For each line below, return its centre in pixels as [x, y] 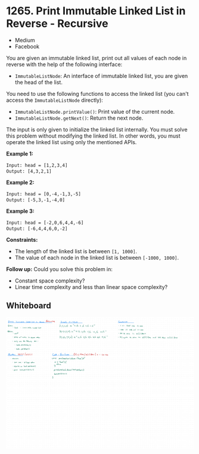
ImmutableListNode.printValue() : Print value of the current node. [95, 111]
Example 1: [20, 154]
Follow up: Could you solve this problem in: [60, 269]
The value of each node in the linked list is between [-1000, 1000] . [97, 257]
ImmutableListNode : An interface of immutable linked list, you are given [101, 76]
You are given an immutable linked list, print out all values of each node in [97, 58]
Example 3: [20, 211]
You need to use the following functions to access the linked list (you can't [97, 94]
